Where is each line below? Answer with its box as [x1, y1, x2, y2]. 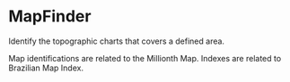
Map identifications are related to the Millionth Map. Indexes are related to [8, 53, 282, 63]
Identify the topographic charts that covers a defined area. [8, 36, 225, 46]
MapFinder [8, 6, 92, 27]
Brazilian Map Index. [8, 62, 84, 73]
